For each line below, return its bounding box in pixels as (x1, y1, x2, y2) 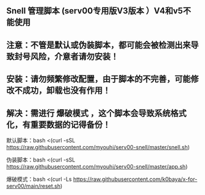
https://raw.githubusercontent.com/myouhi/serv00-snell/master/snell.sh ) (6, 143, 190, 151)
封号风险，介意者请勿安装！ (14, 51, 119, 62)
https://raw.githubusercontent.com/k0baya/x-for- (73, 175, 198, 183)
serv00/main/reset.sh (6, 182, 61, 190)
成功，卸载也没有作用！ (22, 85, 111, 96)
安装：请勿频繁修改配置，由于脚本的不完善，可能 (6, 74, 191, 84)
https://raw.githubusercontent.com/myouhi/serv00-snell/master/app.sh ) (6, 163, 188, 170)
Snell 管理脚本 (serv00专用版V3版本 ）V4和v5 (6, 5, 183, 16)
